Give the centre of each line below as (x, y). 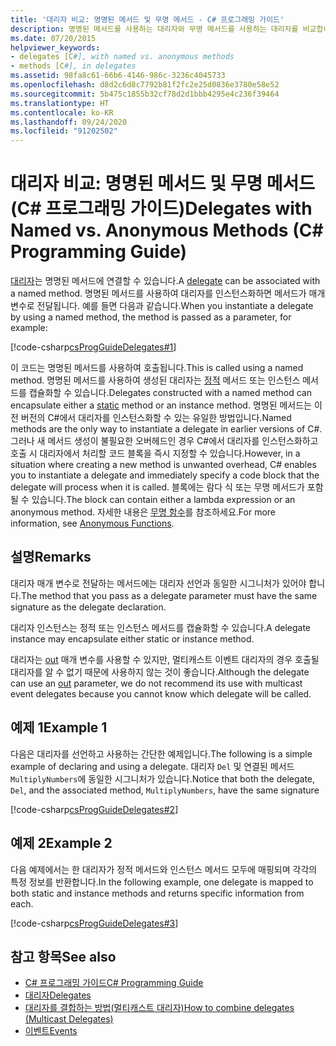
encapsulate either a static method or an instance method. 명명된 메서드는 (161, 405)
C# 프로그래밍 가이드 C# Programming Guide (114, 983)
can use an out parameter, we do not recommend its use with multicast (156, 683)
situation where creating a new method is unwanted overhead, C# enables (163, 465)
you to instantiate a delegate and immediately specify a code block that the (165, 475)
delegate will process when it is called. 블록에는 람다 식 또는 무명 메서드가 (157, 487)
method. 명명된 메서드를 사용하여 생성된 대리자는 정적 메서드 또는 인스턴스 (155, 380)
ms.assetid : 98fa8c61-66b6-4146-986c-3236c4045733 (118, 76)
